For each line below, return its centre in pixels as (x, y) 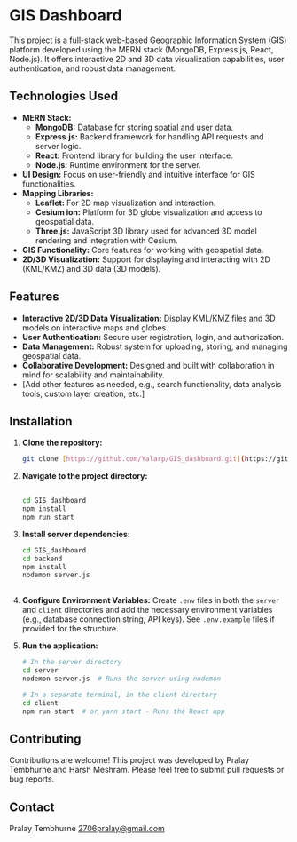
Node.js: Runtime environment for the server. (118, 164)
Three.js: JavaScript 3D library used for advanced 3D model (146, 231)
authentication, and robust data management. (93, 68)
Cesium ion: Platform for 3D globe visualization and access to (148, 212)
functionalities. (49, 184)
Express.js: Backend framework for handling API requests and (149, 136)
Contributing (45, 739)
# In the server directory (72, 663)
